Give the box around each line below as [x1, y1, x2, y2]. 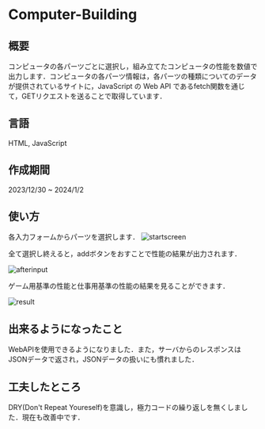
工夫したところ [8, 380, 81, 393]
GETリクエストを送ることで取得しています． [21, 91, 167, 101]
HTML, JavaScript [8, 138, 67, 147]
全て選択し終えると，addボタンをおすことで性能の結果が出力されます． [8, 249, 242, 259]
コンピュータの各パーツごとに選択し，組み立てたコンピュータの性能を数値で [8, 62, 258, 71]
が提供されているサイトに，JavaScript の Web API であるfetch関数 [8, 82, 225, 90]
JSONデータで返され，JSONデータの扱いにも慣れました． [8, 354, 199, 364]
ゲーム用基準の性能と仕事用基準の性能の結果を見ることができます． [8, 282, 230, 291]
